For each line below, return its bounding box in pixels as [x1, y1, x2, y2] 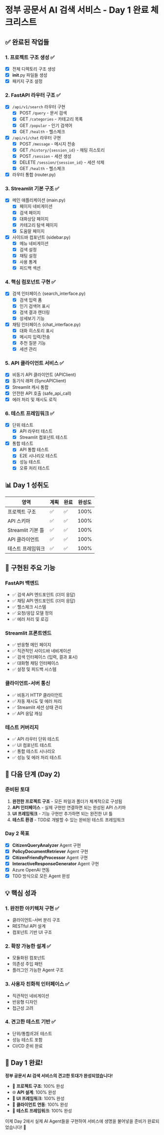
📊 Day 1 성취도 [5, 481, 49, 489]
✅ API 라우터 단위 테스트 [12, 736, 60, 742]
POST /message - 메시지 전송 [19, 141, 76, 146]
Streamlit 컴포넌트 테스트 [19, 435, 68, 440]
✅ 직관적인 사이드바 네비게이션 [12, 648, 71, 654]
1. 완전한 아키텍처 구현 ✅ [5, 905, 60, 912]
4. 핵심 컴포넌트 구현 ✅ [5, 279, 56, 286]
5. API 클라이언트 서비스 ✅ [5, 360, 64, 366]
